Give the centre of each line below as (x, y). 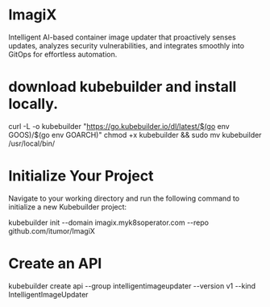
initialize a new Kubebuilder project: (68, 206)
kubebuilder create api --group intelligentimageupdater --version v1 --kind (132, 286)
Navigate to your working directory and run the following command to (124, 198)
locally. (33, 104)
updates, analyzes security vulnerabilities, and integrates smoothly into (126, 45)
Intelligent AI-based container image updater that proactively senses (122, 37)
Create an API (55, 263)
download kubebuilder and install (123, 87)
